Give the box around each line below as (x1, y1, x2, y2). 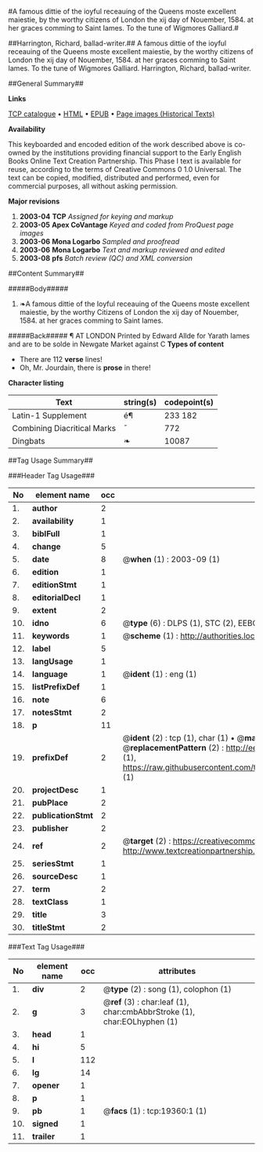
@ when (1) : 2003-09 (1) (122, 554, 221, 565)
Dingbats (12, 436, 45, 446)
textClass (32, 897, 69, 907)
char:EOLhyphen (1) (103, 1016, 178, 1027)
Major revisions (8, 196, 60, 206)
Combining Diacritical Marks (12, 423, 116, 433)
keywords (32, 631, 70, 641)
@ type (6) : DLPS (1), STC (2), (122, 618, 236, 628)
